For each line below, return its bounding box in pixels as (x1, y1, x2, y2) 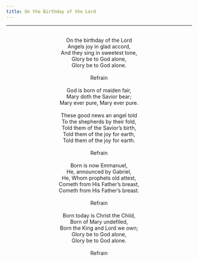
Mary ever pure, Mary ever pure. (60, 99, 138, 106)
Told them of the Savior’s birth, (61, 124, 137, 131)
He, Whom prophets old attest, (61, 174, 137, 181)
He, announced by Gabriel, (67, 168, 131, 175)
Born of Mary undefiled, (70, 218, 128, 225)
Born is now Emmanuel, (70, 161, 128, 169)
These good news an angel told (61, 111, 137, 118)
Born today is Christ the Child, (62, 212, 136, 219)
